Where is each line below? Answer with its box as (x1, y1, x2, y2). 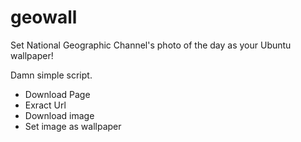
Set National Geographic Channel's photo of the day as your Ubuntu (10, 39, 292, 51)
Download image (24, 109, 95, 121)
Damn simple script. (10, 69, 93, 81)
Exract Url (24, 99, 67, 111)
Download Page (24, 88, 91, 100)
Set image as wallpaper (24, 120, 122, 132)
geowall (10, 6, 78, 29)
